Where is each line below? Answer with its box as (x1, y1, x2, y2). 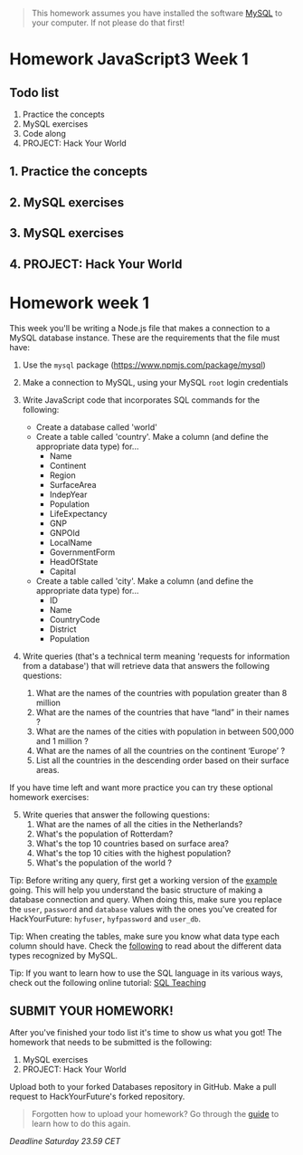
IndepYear (49, 489, 88, 500)
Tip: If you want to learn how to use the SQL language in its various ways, (9, 968, 283, 978)
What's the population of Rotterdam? (35, 828, 174, 839)
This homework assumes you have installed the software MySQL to (31, 8, 283, 18)
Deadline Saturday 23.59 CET (9, 1136, 120, 1147)
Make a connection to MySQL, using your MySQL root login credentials (22, 377, 289, 387)
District (49, 624, 77, 635)
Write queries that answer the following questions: (22, 809, 211, 820)
